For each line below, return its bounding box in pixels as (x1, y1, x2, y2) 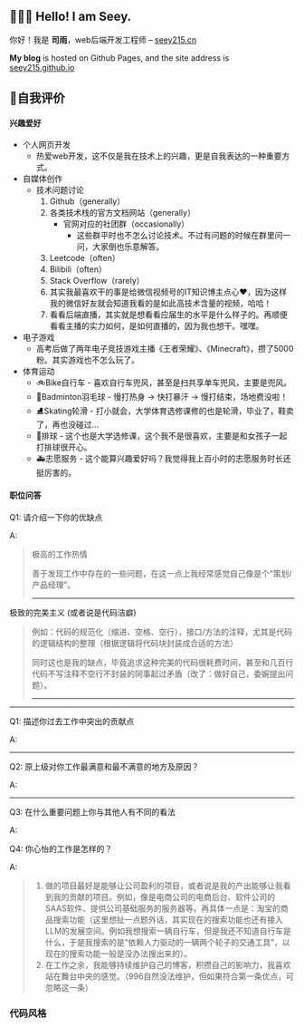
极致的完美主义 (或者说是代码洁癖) (9, 606, 138, 617)
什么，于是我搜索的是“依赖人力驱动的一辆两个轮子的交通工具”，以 (44, 936, 290, 947)
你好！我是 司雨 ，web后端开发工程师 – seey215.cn (9, 34, 197, 45)
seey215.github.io (9, 62, 75, 73)
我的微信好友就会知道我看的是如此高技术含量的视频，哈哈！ (49, 298, 272, 309)
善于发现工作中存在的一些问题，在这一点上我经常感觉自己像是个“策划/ (31, 567, 292, 578)
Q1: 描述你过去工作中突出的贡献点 (9, 715, 135, 726)
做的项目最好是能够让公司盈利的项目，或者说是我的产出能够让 (44, 880, 276, 891)
